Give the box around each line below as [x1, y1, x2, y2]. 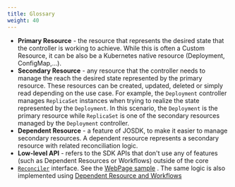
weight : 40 [7, 17, 40, 24]
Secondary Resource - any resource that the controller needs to [17, 66, 206, 75]
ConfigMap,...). [17, 59, 62, 67]
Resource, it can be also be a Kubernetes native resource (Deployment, [17, 51, 225, 60]
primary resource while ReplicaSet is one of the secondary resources [17, 111, 220, 120]
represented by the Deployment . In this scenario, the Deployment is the [17, 104, 218, 112]
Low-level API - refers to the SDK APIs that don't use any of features [17, 149, 218, 157]
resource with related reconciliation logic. [17, 141, 138, 150]
